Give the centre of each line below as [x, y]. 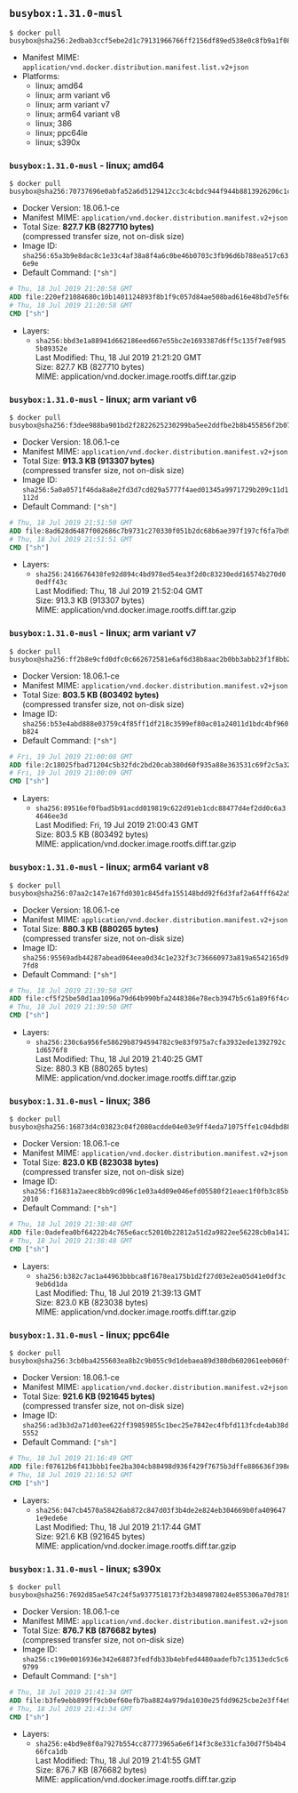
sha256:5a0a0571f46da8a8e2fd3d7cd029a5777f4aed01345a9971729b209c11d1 [155, 490]
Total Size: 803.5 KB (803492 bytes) [90, 695]
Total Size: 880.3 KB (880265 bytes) [90, 929]
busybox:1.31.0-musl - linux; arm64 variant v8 [109, 867]
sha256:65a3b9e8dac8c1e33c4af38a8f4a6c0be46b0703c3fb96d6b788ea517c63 [155, 256]
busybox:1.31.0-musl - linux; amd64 [87, 165]
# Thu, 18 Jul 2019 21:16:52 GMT [71, 1475]
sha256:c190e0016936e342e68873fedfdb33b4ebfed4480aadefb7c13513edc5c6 [155, 1659]
